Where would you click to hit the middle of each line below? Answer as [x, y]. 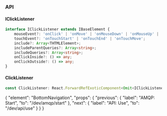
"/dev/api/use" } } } [25, 109]
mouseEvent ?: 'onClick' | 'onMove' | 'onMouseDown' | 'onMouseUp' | [86, 34]
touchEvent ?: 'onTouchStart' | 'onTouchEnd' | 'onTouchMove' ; [80, 38]
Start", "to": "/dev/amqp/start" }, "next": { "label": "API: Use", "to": [72, 103]
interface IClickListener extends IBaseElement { [58, 29]
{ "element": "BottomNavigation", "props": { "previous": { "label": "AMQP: [80, 98]
